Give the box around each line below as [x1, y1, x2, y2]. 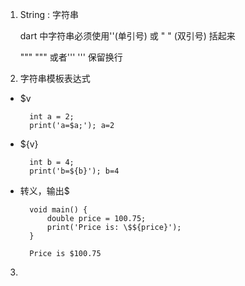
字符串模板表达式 [19, 73, 91, 84]
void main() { [29, 205, 88, 215]
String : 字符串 [19, 9, 79, 20]
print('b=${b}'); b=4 [29, 166, 120, 176]
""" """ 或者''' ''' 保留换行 [19, 51, 123, 63]
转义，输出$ [19, 185, 70, 197]
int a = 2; [29, 112, 75, 122]
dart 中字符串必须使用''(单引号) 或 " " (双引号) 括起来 [19, 30, 236, 42]
